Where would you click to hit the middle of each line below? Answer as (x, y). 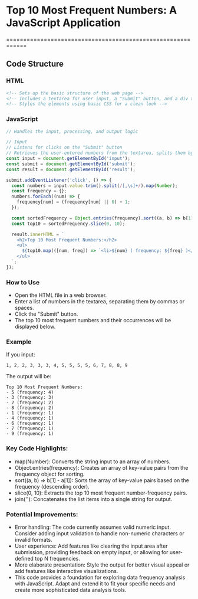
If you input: (21, 355)
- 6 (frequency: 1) (30, 423)
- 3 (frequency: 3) (30, 398)
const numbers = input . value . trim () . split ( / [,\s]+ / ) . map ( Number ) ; (95, 186)
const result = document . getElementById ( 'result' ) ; (71, 169)
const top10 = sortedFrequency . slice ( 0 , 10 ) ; (68, 224)
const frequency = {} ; (39, 191)
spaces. (24, 308)
